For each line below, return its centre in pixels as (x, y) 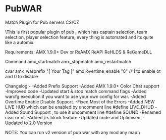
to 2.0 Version (38, 123)
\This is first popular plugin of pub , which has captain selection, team (76, 32)
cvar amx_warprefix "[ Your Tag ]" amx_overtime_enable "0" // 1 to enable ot (83, 71)
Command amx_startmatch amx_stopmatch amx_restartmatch (68, 61)
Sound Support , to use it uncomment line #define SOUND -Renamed (90, 112)
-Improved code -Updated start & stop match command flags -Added (76, 91)
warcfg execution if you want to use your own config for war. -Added (76, 96)
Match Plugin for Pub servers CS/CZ (42, 22)
